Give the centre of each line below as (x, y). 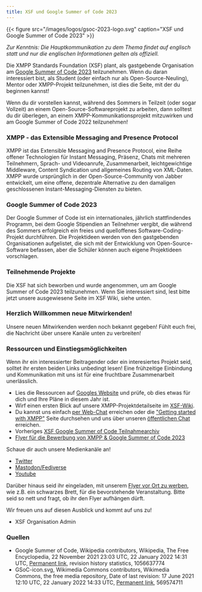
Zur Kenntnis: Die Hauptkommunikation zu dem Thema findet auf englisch (99, 47)
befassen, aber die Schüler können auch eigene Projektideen (106, 250)
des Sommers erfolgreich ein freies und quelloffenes (71, 231)
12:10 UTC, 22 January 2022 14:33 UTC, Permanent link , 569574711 (99, 582)
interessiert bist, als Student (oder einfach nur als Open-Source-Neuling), (97, 78)
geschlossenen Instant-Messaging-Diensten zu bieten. (74, 189)
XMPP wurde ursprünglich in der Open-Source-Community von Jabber (94, 176)
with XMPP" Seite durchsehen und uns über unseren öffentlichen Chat (103, 419)
